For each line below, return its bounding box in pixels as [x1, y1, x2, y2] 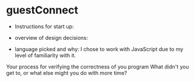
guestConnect [6, 4, 78, 17]
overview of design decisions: [14, 34, 88, 41]
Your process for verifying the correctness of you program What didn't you [6, 63, 190, 70]
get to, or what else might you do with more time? [6, 69, 127, 76]
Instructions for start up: [14, 23, 74, 30]
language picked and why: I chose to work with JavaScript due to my [14, 45, 184, 53]
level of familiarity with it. [14, 52, 76, 59]
